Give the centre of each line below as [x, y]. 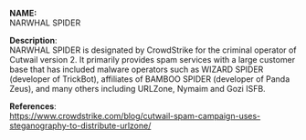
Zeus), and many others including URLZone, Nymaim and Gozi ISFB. [138, 89]
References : [33, 106]
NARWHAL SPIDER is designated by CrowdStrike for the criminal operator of [153, 50]
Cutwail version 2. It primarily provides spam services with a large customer [152, 60]
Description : [33, 40]
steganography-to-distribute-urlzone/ [80, 125]
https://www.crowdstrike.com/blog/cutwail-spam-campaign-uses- [135, 116]
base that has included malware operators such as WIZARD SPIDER [137, 69]
